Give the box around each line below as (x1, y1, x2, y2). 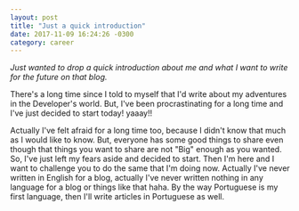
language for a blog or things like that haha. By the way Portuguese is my (10, 182, 279, 192)
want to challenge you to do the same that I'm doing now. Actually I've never (10, 163, 290, 174)
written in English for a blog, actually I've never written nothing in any (10, 173, 263, 183)
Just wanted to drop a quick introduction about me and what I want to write (10, 62, 288, 73)
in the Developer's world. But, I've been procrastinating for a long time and (10, 99, 284, 110)
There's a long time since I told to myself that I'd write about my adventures (10, 89, 287, 100)
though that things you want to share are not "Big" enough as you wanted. (10, 144, 283, 155)
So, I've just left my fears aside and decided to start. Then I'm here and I (10, 153, 275, 165)
